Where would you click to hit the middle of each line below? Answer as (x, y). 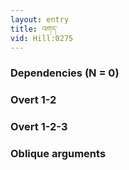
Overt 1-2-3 (39, 127)
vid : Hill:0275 (42, 38)
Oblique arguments (58, 154)
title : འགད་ (34, 29)
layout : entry (40, 19)
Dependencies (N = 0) (65, 73)
